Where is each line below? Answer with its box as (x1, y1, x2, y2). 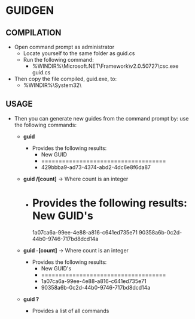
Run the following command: (23, 56, 94, 63)
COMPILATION (5, 28, 62, 38)
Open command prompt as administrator (14, 43, 115, 50)
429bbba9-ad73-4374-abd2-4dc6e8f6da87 (41, 163, 151, 171)
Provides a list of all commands (32, 307, 109, 314)
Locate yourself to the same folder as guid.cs (23, 50, 135, 57)
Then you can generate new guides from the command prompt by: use (14, 115, 189, 122)
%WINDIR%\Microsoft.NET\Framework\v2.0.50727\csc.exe (32, 62, 179, 70)
